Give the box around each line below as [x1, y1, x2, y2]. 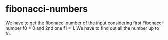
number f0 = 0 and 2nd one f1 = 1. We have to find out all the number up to [5, 25, 159, 31]
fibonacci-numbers [5, 3, 88, 15]
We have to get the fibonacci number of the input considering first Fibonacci [5, 20, 163, 26]
